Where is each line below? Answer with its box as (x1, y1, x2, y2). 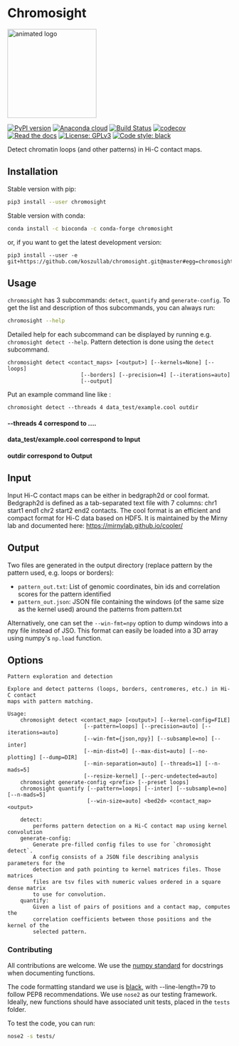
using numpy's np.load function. (7, 633, 102, 642)
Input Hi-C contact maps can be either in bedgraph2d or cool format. (7, 491, 210, 500)
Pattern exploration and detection (7, 673, 113, 680)
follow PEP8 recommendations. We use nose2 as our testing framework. (7, 990, 218, 998)
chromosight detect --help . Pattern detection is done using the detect (7, 338, 215, 347)
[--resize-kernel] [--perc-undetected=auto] (83, 773, 218, 780)
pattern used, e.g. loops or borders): (7, 568, 114, 577)
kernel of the (7, 922, 50, 929)
